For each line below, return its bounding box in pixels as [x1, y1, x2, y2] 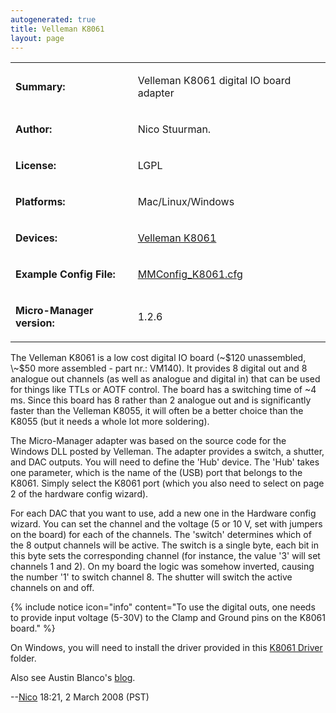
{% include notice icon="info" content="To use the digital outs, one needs [10, 601, 316, 613]
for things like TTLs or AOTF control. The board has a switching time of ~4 [10, 384, 317, 396]
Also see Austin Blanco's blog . [10, 672, 136, 684]
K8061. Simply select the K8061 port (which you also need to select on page [10, 477, 325, 490]
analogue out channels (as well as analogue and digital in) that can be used [10, 373, 321, 385]
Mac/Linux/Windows [137, 195, 235, 209]
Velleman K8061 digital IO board [137, 74, 292, 88]
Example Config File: [15, 267, 116, 281]
